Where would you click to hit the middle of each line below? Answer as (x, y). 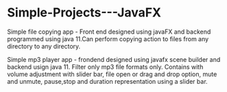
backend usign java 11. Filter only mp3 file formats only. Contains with (105, 67)
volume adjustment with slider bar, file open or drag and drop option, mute (112, 74)
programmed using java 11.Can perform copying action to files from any (108, 38)
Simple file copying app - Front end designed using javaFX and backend (109, 32)
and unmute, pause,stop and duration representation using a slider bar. (107, 81)
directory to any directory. (44, 46)
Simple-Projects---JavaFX (84, 13)
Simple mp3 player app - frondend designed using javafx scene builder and (114, 59)
